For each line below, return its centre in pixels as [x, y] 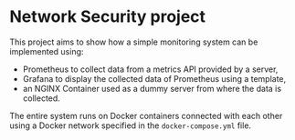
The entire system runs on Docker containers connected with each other [146, 115]
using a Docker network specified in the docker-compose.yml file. [131, 125]
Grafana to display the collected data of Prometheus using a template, [154, 78]
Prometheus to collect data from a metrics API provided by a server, [150, 69]
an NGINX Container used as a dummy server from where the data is [152, 88]
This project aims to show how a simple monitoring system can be [134, 42]
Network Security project [108, 17]
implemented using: [47, 51]
